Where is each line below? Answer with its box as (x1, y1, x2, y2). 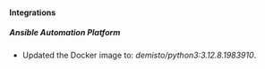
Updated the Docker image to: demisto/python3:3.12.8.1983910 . (21, 50, 257, 60)
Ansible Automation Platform (9, 27, 121, 38)
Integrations (9, 7, 56, 18)
